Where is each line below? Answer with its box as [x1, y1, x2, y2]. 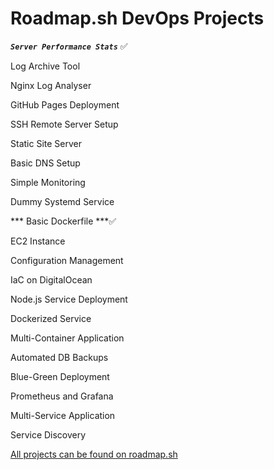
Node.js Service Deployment [10, 293, 128, 305]
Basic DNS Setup [10, 157, 81, 169]
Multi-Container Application [10, 332, 125, 344]
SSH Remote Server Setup [10, 118, 119, 130]
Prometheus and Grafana [10, 390, 114, 402]
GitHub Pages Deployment [10, 98, 120, 111]
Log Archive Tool [10, 60, 81, 72]
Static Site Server [10, 137, 82, 149]
